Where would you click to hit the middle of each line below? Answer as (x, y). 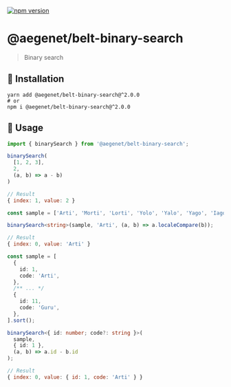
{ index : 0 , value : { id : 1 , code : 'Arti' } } (75, 377)
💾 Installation (36, 79)
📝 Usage (25, 128)
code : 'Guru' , (40, 308)
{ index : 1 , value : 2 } (41, 200)
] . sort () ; (21, 320)
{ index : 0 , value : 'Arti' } (49, 244)
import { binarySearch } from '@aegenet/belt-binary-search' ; (98, 144)
